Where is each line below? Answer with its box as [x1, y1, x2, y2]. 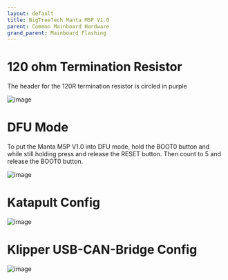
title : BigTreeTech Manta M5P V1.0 [7, 17, 110, 24]
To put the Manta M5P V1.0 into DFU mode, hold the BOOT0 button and [7, 142, 210, 151]
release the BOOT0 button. [7, 157, 84, 166]
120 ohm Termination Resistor [7, 59, 182, 75]
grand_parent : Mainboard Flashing [7, 29, 107, 37]
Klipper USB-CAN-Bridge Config [7, 242, 198, 258]
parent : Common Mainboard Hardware [7, 23, 110, 30]
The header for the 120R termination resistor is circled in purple [7, 82, 188, 91]
